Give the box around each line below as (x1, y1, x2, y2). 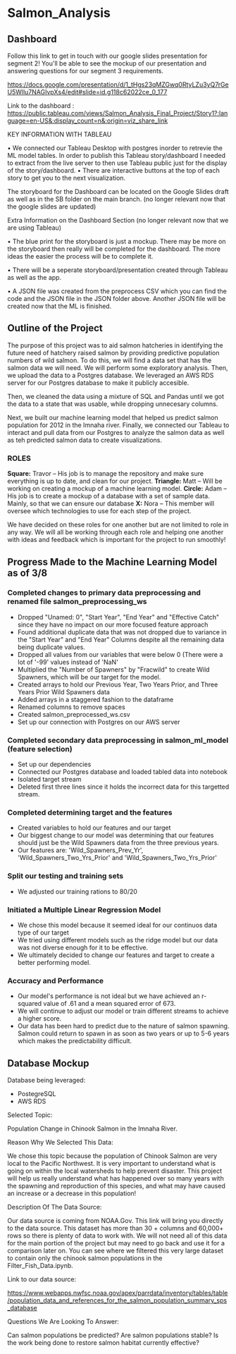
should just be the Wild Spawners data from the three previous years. (17, 839, 220, 847)
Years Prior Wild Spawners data (17, 687, 111, 696)
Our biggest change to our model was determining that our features (17, 831, 214, 839)
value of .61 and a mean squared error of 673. (43, 999, 176, 1008)
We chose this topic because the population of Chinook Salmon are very (7, 1152, 218, 1160)
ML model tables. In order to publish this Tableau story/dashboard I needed (7, 152, 225, 159)
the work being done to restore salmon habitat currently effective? (7, 1338, 199, 1347)
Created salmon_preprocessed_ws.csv (17, 710, 130, 718)
